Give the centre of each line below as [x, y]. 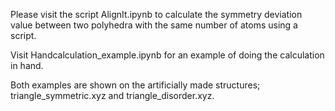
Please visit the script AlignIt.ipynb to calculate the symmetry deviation [156, 14]
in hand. [27, 65]
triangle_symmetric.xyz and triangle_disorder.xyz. [112, 95]
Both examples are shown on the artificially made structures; [135, 85]
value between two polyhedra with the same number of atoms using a [154, 25]
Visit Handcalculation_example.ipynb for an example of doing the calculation [167, 55]
